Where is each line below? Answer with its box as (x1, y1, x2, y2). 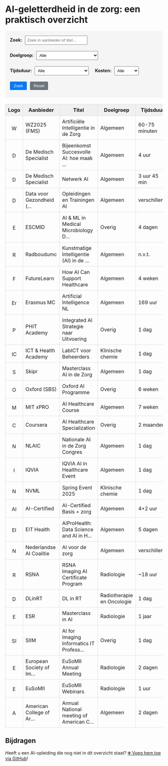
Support (62, 275, 81, 282)
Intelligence (62, 299, 89, 306)
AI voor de (62, 544, 86, 551)
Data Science (62, 526, 93, 533)
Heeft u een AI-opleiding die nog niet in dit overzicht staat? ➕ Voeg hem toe (5, 750, 161, 756)
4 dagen (138, 223, 158, 230)
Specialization (62, 424, 95, 431)
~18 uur (138, 571, 157, 578)
